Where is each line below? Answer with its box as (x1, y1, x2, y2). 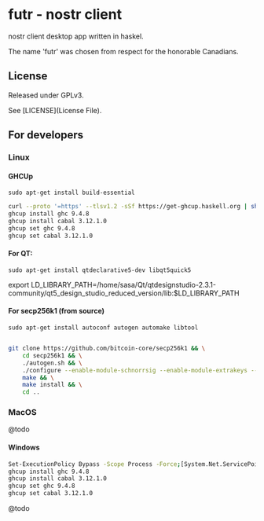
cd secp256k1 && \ (22, 351, 82, 359)
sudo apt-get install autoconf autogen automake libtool (8, 324, 199, 332)
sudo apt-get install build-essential (8, 189, 135, 197)
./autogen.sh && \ (22, 359, 82, 367)
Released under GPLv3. (8, 90, 84, 100)
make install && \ (22, 381, 82, 389)
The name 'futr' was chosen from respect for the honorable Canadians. (8, 46, 239, 56)
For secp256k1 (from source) (8, 306, 104, 316)
